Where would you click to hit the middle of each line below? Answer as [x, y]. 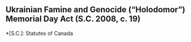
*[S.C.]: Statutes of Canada [39, 33]
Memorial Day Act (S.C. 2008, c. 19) [73, 19]
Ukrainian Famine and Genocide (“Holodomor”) [95, 10]
